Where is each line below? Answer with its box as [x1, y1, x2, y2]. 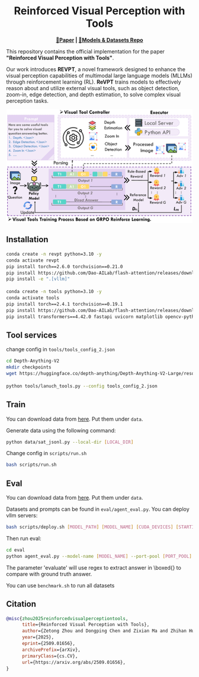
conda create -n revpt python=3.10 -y [6, 251, 102, 257]
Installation [6, 234, 49, 244]
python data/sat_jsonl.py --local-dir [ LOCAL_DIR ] [6, 439, 134, 445]
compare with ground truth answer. [6, 570, 92, 577]
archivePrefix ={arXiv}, [21, 647, 81, 653]
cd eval [6, 547, 25, 553]
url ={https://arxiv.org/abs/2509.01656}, [21, 659, 126, 665]
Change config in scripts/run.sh [6, 450, 87, 457]
